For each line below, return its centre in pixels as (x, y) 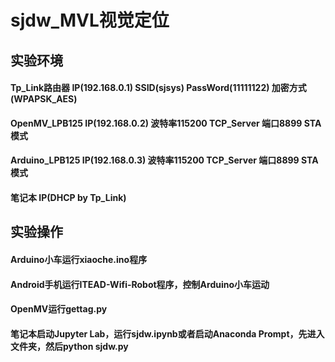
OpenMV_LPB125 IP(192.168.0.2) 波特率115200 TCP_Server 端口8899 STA (166, 123)
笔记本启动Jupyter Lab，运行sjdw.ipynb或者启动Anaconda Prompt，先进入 (167, 333)
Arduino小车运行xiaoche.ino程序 (79, 259)
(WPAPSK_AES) (44, 99)
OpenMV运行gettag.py (59, 309)
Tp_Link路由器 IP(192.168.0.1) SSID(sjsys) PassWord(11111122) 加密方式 (158, 88)
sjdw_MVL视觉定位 (90, 20)
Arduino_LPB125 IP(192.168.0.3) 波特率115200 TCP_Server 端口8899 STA (164, 160)
